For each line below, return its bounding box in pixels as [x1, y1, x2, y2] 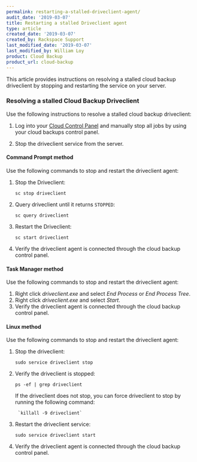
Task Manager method [6, 265, 64, 272]
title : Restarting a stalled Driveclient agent [6, 20, 128, 26]
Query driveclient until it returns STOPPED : [14, 201, 116, 208]
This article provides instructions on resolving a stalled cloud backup [6, 76, 176, 83]
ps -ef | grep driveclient [14, 382, 83, 388]
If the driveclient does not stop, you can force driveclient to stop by [14, 392, 181, 400]
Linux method [6, 323, 41, 330]
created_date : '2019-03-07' [6, 31, 77, 37]
